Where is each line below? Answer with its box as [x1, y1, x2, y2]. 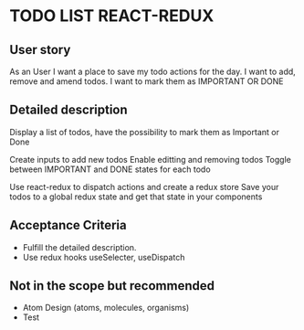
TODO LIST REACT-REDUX [9, 5, 215, 27]
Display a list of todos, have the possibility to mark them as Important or [9, 126, 280, 137]
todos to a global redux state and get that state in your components [9, 191, 263, 202]
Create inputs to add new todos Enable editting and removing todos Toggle [9, 154, 292, 165]
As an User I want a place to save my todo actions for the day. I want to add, [9, 66, 297, 77]
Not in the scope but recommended [9, 278, 215, 293]
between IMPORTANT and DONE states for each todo [9, 164, 212, 175]
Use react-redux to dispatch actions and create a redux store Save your [9, 181, 279, 192]
